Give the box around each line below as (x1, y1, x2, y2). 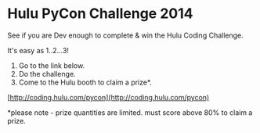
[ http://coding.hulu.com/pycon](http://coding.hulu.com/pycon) (7, 92, 210, 102)
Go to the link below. (18, 60, 85, 70)
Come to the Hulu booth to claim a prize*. (18, 77, 152, 87)
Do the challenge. (18, 69, 76, 78)
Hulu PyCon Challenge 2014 (7, 5, 193, 23)
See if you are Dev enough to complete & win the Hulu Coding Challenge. (7, 31, 244, 40)
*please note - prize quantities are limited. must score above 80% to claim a (7, 107, 253, 117)
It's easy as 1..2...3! (7, 45, 70, 55)
